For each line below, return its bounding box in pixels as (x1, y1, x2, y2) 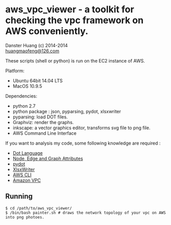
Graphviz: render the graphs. (12, 119, 74, 125)
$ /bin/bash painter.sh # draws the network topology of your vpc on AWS (5, 210, 166, 215)
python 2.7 (12, 103, 36, 109)
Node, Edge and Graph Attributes (12, 155, 83, 161)
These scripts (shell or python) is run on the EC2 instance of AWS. (5, 57, 145, 64)
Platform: (5, 68, 25, 74)
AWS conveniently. (5, 26, 89, 37)
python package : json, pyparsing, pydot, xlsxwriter (12, 108, 121, 114)
